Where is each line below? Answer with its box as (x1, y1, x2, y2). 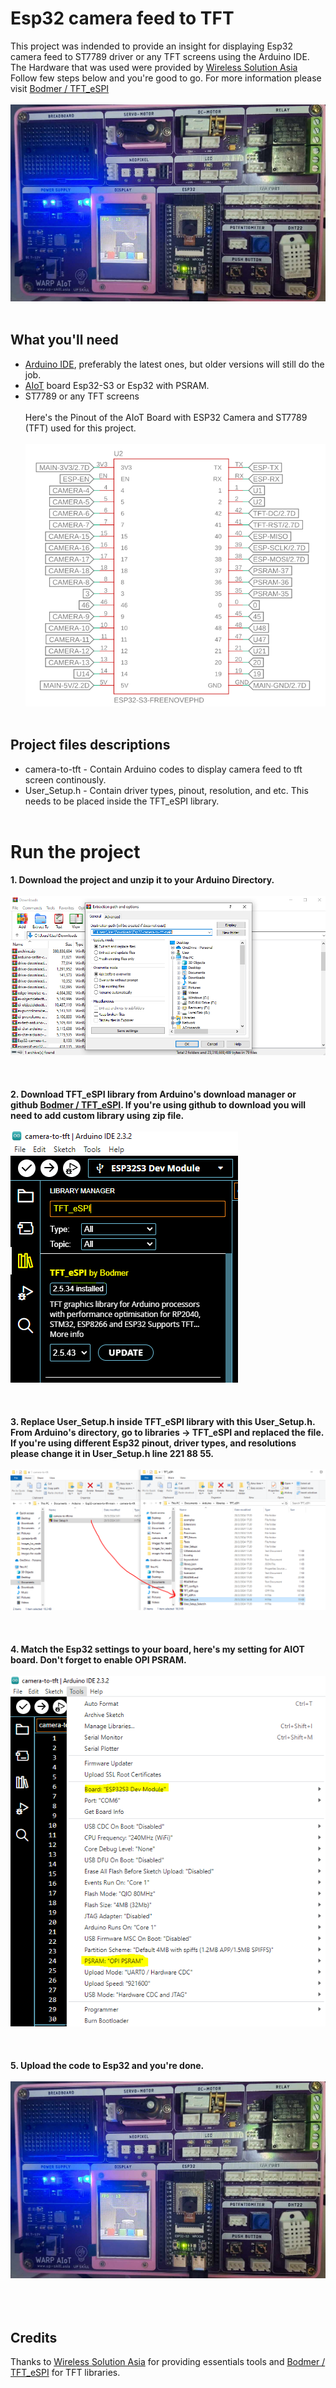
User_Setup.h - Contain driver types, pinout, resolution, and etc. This (24, 784, 309, 796)
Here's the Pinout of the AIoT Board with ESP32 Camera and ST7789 (24, 411, 308, 423)
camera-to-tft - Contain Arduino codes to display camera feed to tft (24, 763, 303, 775)
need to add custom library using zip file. (10, 1109, 185, 1121)
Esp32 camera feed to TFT (10, 7, 235, 30)
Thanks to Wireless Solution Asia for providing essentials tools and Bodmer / (10, 2356, 326, 2368)
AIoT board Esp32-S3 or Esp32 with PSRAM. (24, 379, 210, 391)
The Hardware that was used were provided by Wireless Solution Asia (10, 61, 298, 73)
